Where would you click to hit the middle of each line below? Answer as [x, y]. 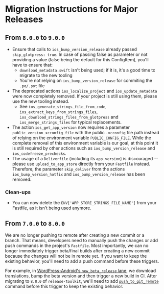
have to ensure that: [32, 65]
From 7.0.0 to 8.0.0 [35, 223]
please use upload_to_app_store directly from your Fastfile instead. [81, 164]
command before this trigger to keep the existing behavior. [64, 286]
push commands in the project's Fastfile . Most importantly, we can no [77, 245]
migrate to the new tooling [46, 75]
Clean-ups [18, 192]
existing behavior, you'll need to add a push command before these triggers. [82, 261]
